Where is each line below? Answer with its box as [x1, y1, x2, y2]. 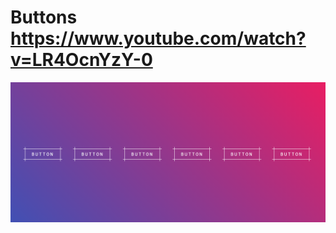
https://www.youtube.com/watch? [10, 27, 307, 50]
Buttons [10, 6, 78, 29]
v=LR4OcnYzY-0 [10, 49, 153, 71]
